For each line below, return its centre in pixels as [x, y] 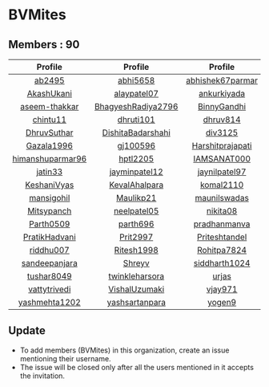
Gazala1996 [50, 146]
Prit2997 [137, 237]
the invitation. [42, 376]
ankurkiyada [222, 94]
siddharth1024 [222, 263]
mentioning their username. [65, 358]
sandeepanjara [49, 263]
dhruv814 [222, 120]
